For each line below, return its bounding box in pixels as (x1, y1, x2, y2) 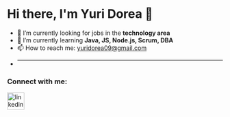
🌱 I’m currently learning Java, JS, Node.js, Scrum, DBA (16, 36, 174, 44)
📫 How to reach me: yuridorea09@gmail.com (16, 44, 147, 52)
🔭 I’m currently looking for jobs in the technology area (16, 29, 170, 37)
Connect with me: (7, 77, 68, 86)
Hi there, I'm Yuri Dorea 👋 (7, 6, 153, 22)
